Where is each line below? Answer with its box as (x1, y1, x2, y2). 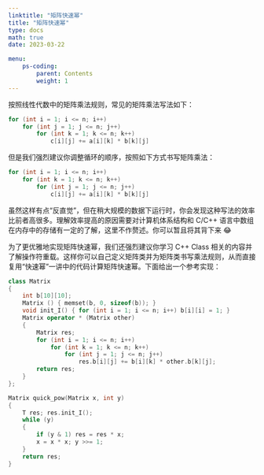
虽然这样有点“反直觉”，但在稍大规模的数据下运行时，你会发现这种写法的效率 (8, 206, 255, 215)
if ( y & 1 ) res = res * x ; (36, 431, 125, 439)
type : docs (8, 26, 44, 34)
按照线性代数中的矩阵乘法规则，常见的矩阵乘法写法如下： (8, 99, 194, 109)
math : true (8, 33, 44, 42)
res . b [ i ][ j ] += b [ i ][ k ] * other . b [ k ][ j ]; (78, 358, 216, 366)
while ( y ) (22, 416, 55, 424)
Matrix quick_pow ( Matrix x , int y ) (8, 394, 125, 402)
